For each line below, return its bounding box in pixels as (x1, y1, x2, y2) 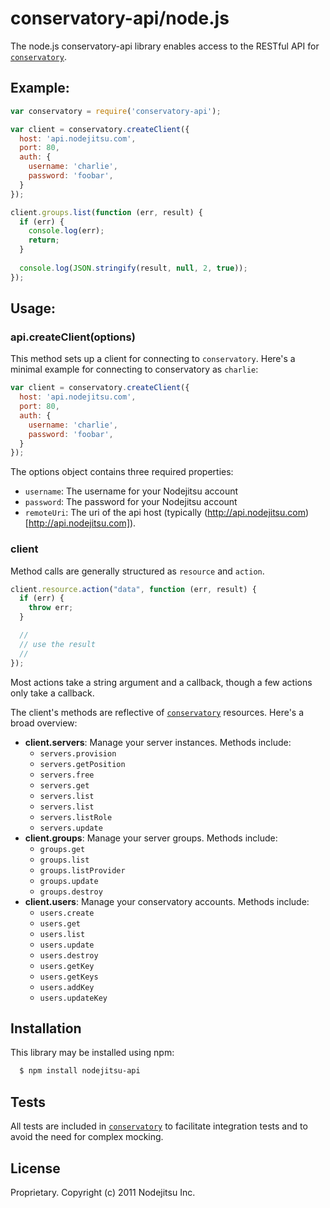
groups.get (39, 844, 86, 854)
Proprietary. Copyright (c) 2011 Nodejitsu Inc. (10, 1186, 196, 1198)
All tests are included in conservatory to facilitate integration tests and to (10, 1120, 308, 1132)
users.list (39, 929, 86, 939)
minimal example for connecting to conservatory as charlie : (10, 363, 259, 376)
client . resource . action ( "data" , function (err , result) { (10, 584, 257, 594)
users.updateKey (39, 993, 108, 1003)
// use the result (19, 639, 97, 649)
